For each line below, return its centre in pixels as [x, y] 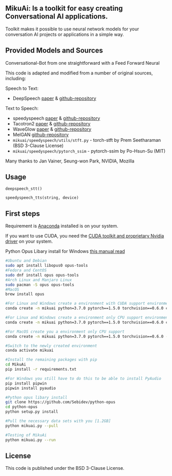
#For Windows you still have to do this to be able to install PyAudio [83, 378]
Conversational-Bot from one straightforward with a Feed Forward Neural [82, 63]
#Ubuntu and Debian [26, 261]
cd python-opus [21, 407]
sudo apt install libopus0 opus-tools [47, 266]
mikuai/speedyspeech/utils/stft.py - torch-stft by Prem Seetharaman [87, 140]
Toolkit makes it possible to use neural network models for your [72, 29]
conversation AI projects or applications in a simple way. [65, 34]
